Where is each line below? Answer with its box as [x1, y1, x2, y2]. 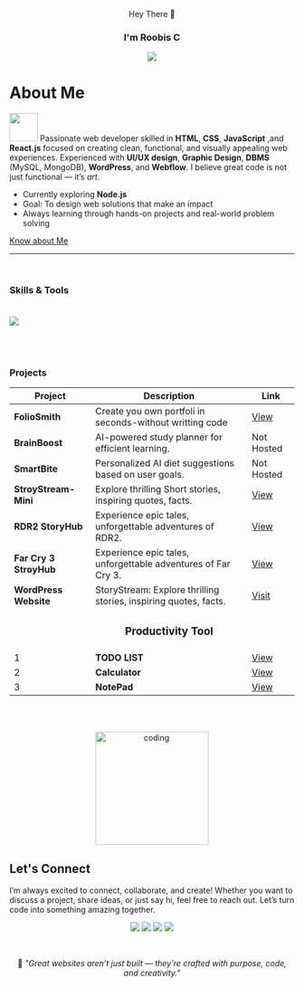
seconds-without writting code [94, 416, 228, 429]
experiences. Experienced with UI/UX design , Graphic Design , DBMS [9, 152, 270, 163]
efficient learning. [94, 442, 170, 455]
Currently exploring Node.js [22, 189, 128, 200]
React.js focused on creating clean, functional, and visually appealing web [9, 143, 288, 154]
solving [22, 218, 51, 229]
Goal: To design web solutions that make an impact [22, 199, 214, 210]
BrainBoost [14, 437, 63, 450]
